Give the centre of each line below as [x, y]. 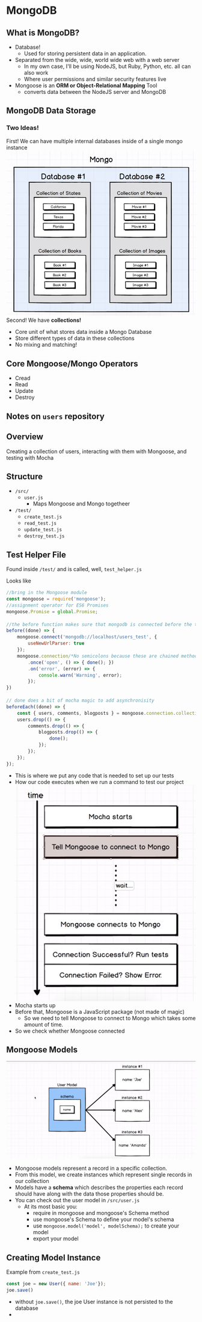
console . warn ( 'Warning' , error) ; [80, 675]
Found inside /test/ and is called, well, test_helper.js [74, 569]
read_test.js [40, 524]
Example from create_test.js [43, 1272]
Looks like [19, 581]
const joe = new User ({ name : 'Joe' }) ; [56, 1284]
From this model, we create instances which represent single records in [103, 1175]
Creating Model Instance [54, 1257]
